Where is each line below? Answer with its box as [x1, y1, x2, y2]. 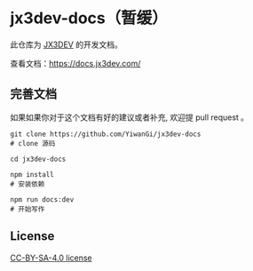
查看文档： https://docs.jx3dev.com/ [10, 58, 141, 68]
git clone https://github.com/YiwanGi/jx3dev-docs [10, 130, 202, 139]
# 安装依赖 [10, 179, 45, 188]
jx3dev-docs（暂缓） [10, 8, 168, 28]
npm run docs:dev [10, 195, 75, 204]
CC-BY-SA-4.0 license [10, 252, 92, 263]
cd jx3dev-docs [10, 155, 67, 163]
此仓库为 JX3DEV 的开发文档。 [10, 39, 123, 50]
